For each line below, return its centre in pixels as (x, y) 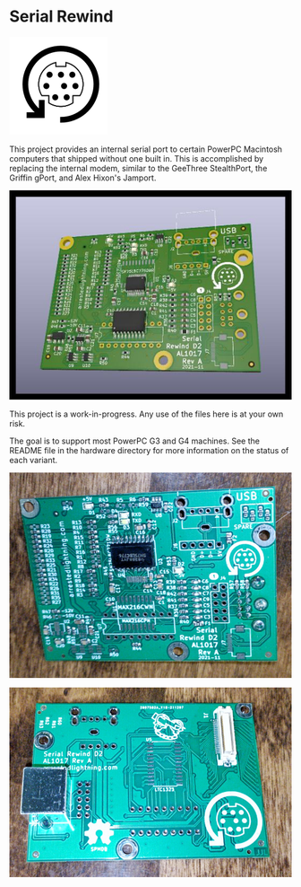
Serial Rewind (61, 17)
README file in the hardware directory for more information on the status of (149, 451)
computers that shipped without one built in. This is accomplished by (137, 158)
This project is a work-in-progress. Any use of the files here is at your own (146, 414)
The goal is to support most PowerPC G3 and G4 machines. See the (134, 441)
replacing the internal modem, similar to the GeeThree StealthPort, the (138, 168)
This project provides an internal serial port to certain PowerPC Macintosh (146, 149)
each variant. (34, 461)
